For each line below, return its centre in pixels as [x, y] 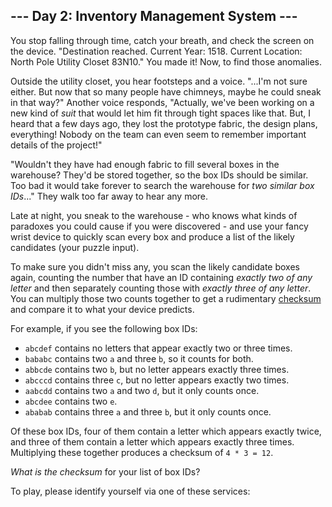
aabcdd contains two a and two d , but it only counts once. [142, 390]
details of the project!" [56, 145]
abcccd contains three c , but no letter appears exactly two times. [157, 380]
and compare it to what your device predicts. [102, 309]
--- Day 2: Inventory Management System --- [154, 16]
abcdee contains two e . [71, 401]
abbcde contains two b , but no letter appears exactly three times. [157, 369]
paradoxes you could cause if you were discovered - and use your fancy [159, 226]
